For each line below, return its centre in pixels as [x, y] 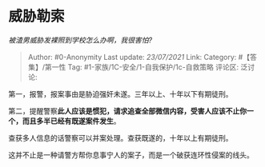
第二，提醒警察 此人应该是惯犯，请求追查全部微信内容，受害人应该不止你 [127, 111]
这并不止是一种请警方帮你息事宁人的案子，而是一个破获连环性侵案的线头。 [131, 155]
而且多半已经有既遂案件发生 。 [71, 121]
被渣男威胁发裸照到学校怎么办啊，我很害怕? [80, 40]
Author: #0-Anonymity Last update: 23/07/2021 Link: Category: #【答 [143, 57]
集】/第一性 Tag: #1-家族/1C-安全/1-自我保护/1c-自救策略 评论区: [133, 67]
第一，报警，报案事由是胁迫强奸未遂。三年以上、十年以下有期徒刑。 [120, 93]
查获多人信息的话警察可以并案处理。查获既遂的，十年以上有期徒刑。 [120, 137]
